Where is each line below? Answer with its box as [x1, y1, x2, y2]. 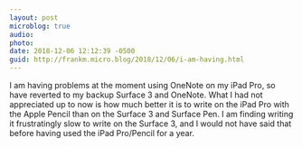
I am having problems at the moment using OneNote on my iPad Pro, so [9, 80, 276, 90]
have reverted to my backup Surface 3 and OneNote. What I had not [9, 89, 264, 100]
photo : [9, 38, 34, 48]
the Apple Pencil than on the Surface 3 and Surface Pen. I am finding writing [9, 109, 294, 119]
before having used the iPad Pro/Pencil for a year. [9, 128, 194, 138]
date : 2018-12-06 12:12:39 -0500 [9, 47, 136, 56]
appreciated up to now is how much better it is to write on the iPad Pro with [9, 99, 289, 109]
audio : [9, 30, 34, 39]
